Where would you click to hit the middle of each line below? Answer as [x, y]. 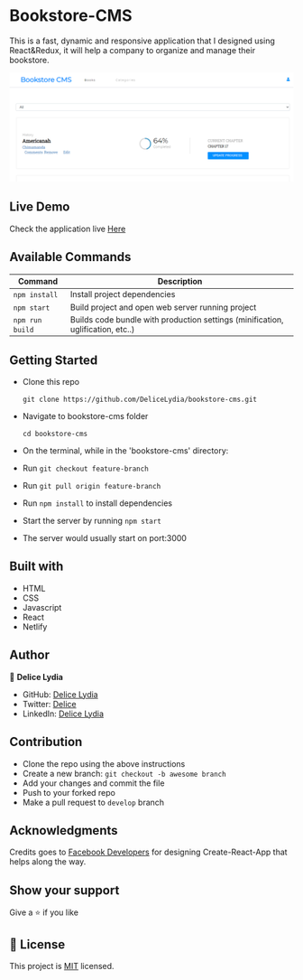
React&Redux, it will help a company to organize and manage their [132, 50]
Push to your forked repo [69, 792]
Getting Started [54, 360]
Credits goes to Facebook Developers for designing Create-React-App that [148, 852]
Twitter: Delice [49, 704]
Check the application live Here [68, 229]
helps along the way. [48, 862]
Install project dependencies [123, 294]
